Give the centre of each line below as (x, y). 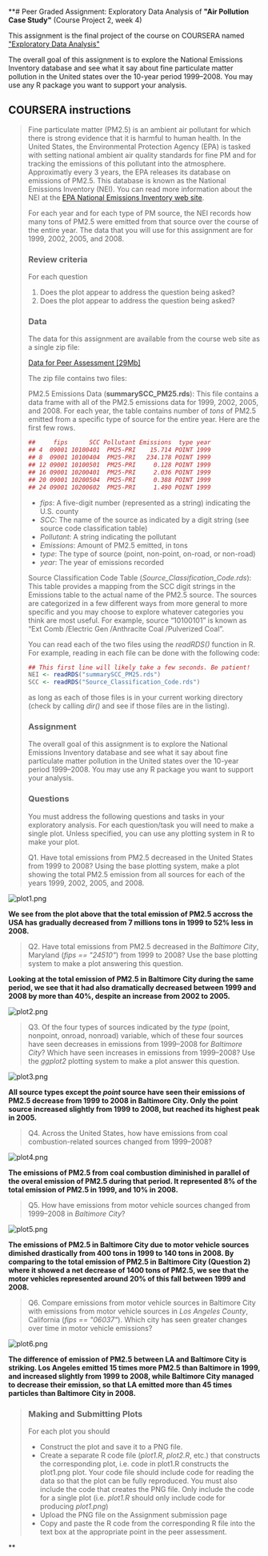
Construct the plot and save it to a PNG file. (111, 1447)
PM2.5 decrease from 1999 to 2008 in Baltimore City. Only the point (123, 1101)
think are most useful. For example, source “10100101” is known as (137, 620)
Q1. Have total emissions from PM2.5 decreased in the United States (140, 857)
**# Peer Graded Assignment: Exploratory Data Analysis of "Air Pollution (129, 12)
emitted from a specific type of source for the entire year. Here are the (144, 419)
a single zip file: (54, 347)
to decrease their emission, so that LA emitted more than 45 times (120, 1385)
